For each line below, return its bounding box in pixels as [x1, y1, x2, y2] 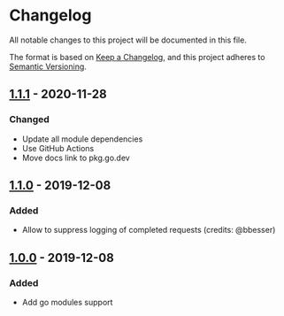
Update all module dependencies [21, 134, 143, 144]
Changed [9, 113, 50, 126]
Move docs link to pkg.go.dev [21, 152, 130, 163]
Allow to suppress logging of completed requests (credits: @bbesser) [21, 225, 276, 235]
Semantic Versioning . [9, 61, 87, 72]
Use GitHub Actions [21, 143, 95, 153]
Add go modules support [21, 297, 113, 307]
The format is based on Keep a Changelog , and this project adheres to [9, 51, 265, 62]
